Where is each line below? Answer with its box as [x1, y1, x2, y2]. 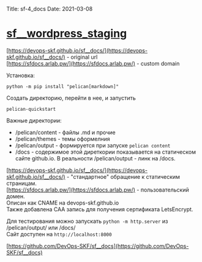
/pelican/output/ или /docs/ [6, 223, 76, 231]
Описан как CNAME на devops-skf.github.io [6, 199, 119, 206]
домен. [6, 192, 25, 200]
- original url [66, 53, 98, 61]
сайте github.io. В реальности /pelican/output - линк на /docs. [15, 154, 176, 162]
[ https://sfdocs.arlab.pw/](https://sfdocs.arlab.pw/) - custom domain [6, 59, 180, 67]
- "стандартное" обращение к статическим [66, 173, 181, 180]
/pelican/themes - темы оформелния [15, 135, 110, 143]
